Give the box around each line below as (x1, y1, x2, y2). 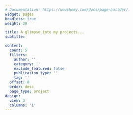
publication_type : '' (14, 71, 58, 76)
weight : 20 (5, 21, 27, 26)
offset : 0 (9, 80, 29, 85)
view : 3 (9, 98, 26, 103)
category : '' (14, 61, 41, 66)
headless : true (5, 16, 36, 21)
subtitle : (5, 34, 26, 39)
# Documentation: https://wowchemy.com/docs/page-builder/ (5, 7, 129, 12)
